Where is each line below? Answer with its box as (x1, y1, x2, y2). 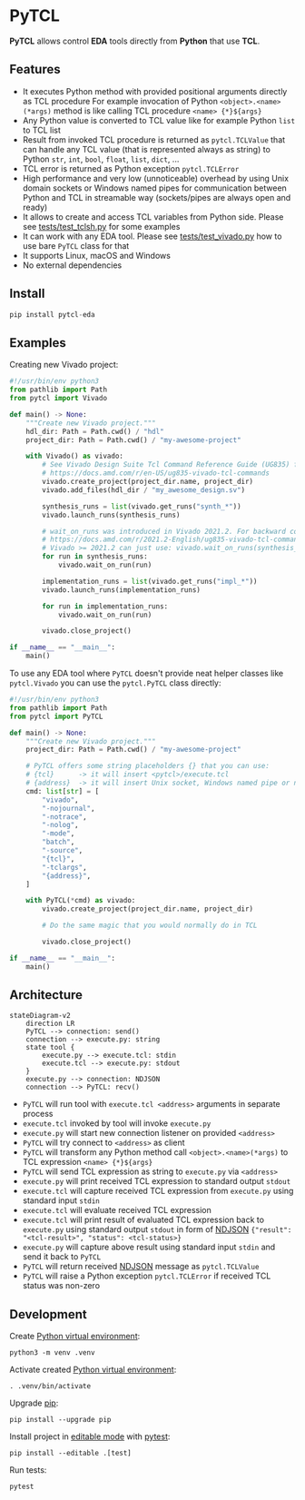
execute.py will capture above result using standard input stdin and (22, 1241, 276, 1253)
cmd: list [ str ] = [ (25, 786, 100, 795)
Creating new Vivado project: (9, 360, 119, 370)
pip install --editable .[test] (9, 1449, 132, 1458)
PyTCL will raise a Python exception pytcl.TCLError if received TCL (22, 1270, 271, 1281)
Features (9, 62, 61, 77)
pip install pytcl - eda (9, 310, 95, 319)
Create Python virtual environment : (9, 1331, 141, 1342)
